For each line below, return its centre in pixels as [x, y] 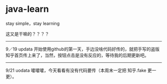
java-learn [27, 9]
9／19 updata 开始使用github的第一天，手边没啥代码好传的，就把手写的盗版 [83, 49]
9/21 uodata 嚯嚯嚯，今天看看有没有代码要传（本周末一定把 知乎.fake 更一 [81, 70]
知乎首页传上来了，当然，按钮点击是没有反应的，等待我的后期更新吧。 [77, 55]
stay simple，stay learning [33, 23]
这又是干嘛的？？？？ [27, 34]
